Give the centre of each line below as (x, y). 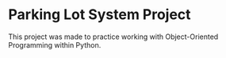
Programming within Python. (55, 44)
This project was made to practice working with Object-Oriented (113, 37)
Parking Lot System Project (100, 15)
